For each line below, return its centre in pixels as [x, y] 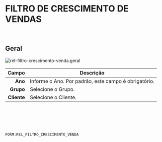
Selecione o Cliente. [53, 97]
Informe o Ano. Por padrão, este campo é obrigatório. [92, 81]
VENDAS [24, 19]
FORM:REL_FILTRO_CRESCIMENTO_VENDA [42, 135]
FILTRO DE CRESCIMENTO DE [67, 9]
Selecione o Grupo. [52, 89]
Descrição [92, 72]
